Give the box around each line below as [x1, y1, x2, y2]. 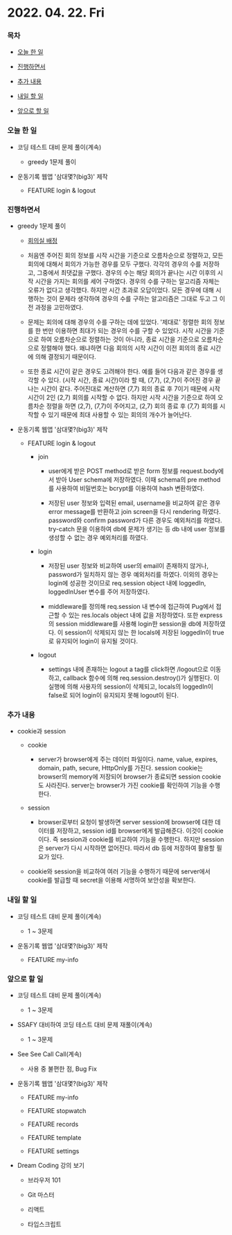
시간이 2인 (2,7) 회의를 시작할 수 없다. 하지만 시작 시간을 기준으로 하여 [27, 393, 216, 402]
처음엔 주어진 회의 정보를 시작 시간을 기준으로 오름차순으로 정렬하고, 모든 [27, 251, 224, 260]
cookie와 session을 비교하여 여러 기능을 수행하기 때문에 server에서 [27, 867, 211, 876]
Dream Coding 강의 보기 [17, 1161, 85, 1169]
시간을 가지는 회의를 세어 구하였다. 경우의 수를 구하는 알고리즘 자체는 [35, 277, 220, 285]
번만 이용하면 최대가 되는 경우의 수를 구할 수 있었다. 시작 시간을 [42, 327, 213, 335]
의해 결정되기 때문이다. [35, 353, 97, 361]
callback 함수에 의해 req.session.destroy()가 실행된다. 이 [62, 674, 220, 682]
